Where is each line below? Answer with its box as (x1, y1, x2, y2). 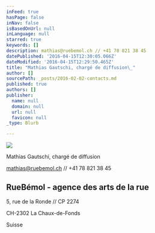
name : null (11, 98, 39, 104)
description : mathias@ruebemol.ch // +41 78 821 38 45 (6, 48, 147, 54)
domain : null (11, 103, 44, 110)
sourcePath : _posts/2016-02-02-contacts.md (6, 75, 117, 81)
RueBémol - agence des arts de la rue (6, 182, 149, 192)
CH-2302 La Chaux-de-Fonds (6, 209, 81, 216)
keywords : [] (6, 43, 39, 49)
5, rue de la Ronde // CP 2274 (6, 198, 79, 205)
